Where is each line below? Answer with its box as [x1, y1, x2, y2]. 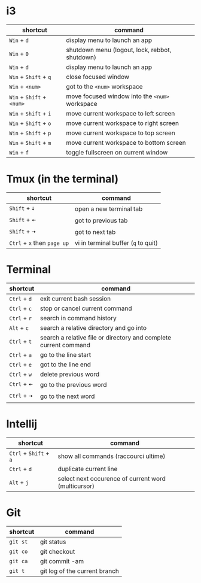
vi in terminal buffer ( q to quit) [74, 238, 159, 247]
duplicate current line [57, 464, 118, 473]
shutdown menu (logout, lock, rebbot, [66, 45, 172, 54]
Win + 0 [9, 49, 29, 57]
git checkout [39, 547, 75, 555]
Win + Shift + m [9, 138, 51, 147]
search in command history [39, 314, 117, 322]
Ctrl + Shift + [9, 449, 50, 457]
